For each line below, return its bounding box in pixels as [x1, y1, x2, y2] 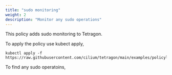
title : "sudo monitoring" [5, 7, 60, 13]
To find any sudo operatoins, [5, 64, 66, 70]
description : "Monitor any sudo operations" [5, 17, 102, 22]
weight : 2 [5, 12, 27, 17]
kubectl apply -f [5, 51, 42, 56]
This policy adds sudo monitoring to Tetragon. [5, 31, 102, 37]
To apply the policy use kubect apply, [5, 41, 84, 47]
